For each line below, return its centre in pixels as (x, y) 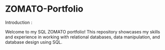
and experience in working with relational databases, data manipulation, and (83, 37)
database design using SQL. (34, 42)
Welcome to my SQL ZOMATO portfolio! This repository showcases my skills (83, 32)
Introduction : (19, 22)
